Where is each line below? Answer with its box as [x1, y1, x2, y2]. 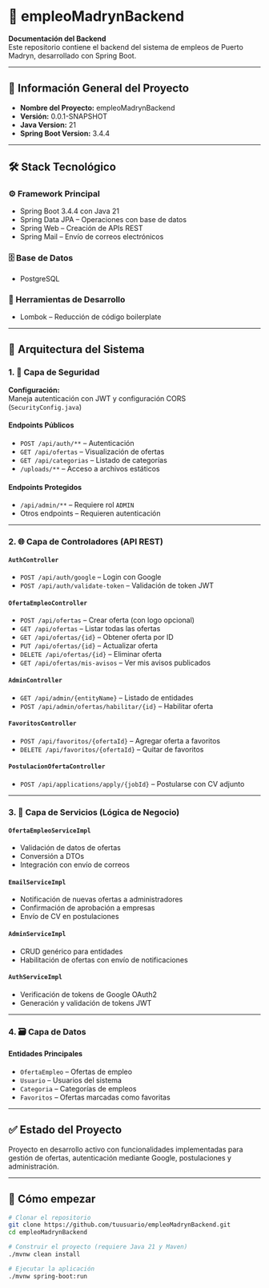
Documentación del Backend [8, 34, 106, 43]
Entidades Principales [8, 1049, 82, 1059]
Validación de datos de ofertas [19, 843, 122, 853]
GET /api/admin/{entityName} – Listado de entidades [19, 693, 194, 703]
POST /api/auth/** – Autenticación [19, 438, 134, 448]
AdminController [8, 677, 62, 685]
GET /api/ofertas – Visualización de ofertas [19, 447, 165, 456]
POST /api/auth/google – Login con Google [19, 573, 162, 582]
